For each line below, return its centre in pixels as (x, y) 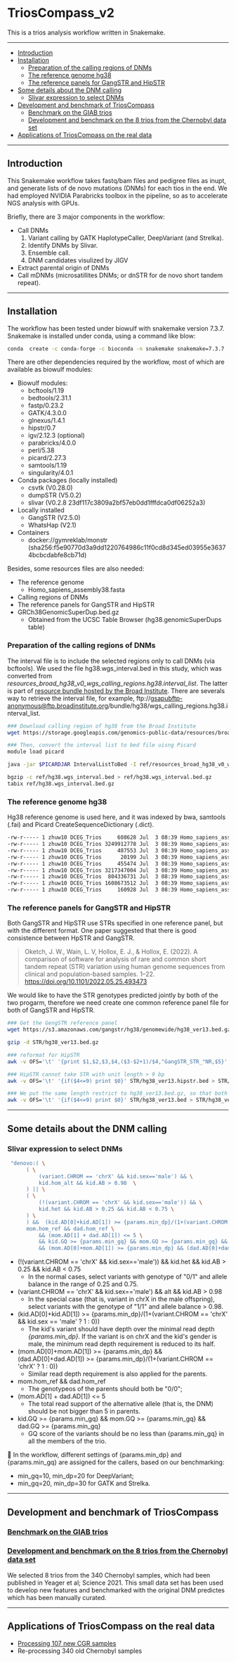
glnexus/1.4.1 (46, 421)
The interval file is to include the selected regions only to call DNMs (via (111, 661)
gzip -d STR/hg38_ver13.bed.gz (53, 1043)
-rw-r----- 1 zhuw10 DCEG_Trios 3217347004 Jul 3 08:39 (92, 870)
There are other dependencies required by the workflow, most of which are (116, 362)
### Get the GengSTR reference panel (63, 1023)
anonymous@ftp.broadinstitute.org (58, 706)
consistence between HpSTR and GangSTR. (71, 938)
